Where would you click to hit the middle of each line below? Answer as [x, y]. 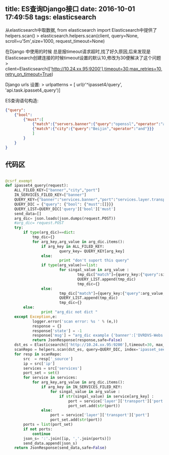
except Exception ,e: [36, 316]
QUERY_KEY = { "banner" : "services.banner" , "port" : [65, 200]
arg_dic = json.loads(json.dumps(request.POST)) [65, 218]
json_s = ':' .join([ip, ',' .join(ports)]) [67, 438]
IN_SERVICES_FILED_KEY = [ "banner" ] [50, 195]
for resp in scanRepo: [38, 354]
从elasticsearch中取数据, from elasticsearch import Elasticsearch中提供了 [81, 30]
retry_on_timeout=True [28, 74]
